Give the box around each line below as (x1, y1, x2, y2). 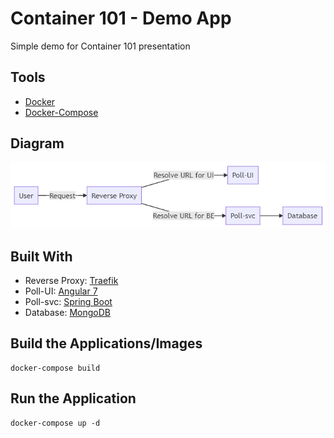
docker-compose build (10, 363, 101, 373)
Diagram (10, 135, 65, 152)
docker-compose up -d (10, 418, 101, 428)
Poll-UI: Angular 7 (24, 285, 98, 297)
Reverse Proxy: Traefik (24, 275, 119, 287)
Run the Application (10, 390, 137, 407)
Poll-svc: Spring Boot (24, 296, 113, 308)
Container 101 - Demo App (10, 7, 232, 30)
